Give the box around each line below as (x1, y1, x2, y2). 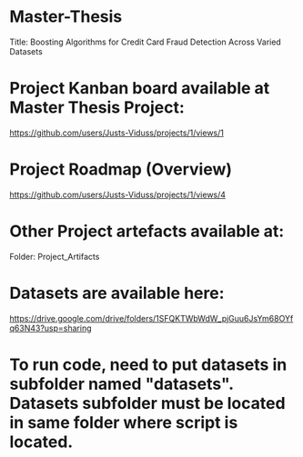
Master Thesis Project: (9, 97, 185, 118)
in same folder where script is (9, 412, 238, 432)
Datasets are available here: (9, 283, 225, 303)
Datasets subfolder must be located (9, 392, 286, 413)
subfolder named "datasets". (9, 373, 234, 394)
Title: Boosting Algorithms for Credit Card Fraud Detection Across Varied (9, 36, 282, 47)
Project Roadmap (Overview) (9, 159, 233, 180)
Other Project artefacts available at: (9, 221, 285, 242)
